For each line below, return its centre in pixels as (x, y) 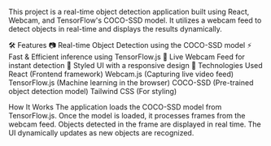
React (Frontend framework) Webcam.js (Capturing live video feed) (121, 74)
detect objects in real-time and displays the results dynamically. (115, 29)
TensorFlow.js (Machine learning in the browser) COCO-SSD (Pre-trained (131, 83)
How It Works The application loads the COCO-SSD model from (115, 107)
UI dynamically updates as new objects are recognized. (101, 133)
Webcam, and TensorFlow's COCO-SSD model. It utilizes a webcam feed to (135, 20)
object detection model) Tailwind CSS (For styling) (93, 91)
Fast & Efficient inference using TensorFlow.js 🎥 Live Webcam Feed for (127, 57)
